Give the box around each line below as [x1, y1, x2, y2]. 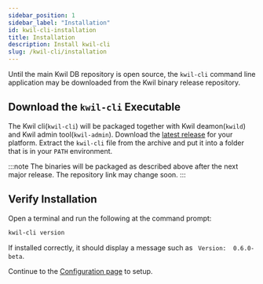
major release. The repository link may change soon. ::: [8, 169, 186, 179]
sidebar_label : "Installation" [8, 19, 111, 27]
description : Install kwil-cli [8, 41, 111, 49]
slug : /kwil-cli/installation [8, 48, 108, 56]
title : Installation [8, 33, 76, 42]
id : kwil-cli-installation [8, 26, 97, 34]
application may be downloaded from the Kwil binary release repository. [8, 78, 241, 87]
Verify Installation [8, 193, 97, 206]
